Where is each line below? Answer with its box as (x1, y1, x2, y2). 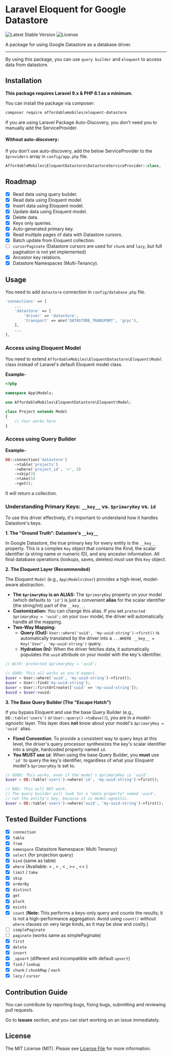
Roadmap (5, 177, 37, 186)
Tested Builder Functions (5, 815, 87, 824)
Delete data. (12, 214, 39, 220)
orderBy (12, 882, 29, 887)
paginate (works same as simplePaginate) (12, 932, 101, 938)
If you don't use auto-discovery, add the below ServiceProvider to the (5, 148, 153, 154)
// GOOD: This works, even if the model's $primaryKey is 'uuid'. (5, 772, 150, 778)
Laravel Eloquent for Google (5, 4, 126, 15)
